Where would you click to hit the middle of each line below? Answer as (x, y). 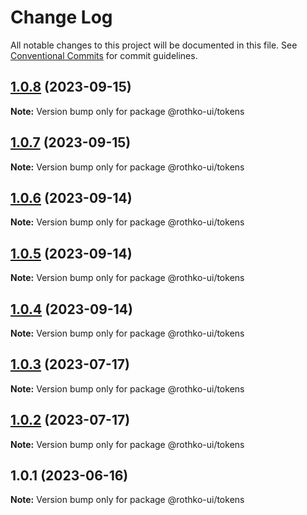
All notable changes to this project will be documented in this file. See (154, 45)
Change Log (61, 17)
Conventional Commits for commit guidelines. (104, 55)
